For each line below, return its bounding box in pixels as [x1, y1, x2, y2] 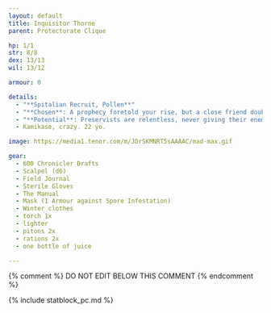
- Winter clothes [15, 205, 74, 213]
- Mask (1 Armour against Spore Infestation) [15, 197, 172, 206]
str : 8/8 [8, 49, 38, 57]
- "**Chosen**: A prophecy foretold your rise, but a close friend [15, 108, 248, 116]
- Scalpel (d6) [15, 167, 67, 175]
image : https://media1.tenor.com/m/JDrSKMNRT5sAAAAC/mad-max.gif [8, 138, 232, 146]
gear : [8, 152, 27, 161]
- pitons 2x [15, 227, 56, 235]
